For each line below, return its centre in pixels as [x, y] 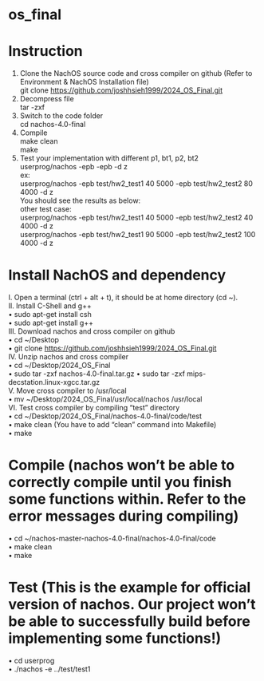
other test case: [45, 209]
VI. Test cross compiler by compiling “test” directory [94, 408]
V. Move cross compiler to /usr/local [67, 391]
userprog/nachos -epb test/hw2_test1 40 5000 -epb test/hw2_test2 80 [136, 184]
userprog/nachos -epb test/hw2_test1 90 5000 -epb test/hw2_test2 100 [138, 235]
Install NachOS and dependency [117, 275]
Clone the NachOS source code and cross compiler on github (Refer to [136, 73]
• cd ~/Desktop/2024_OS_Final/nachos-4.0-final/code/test [105, 416]
